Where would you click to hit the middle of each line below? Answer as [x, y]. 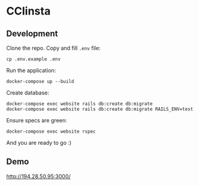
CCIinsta [28, 11]
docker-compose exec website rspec [51, 131]
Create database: [28, 93]
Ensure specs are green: [37, 120]
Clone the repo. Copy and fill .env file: [54, 48]
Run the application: [31, 70]
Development [32, 34]
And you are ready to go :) [39, 143]
